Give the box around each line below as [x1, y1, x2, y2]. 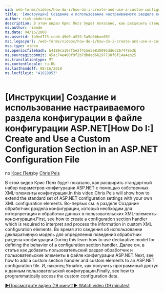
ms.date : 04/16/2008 [5, 30, 47, 35]
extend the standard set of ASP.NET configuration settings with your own [5, 195, 153, 201]
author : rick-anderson [5, 16, 51, 21]
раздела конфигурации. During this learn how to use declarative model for [5, 236, 155, 242]
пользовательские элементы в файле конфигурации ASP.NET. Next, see [5, 252, 154, 258]
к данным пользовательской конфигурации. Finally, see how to [5, 268, 134, 273]
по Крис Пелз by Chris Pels [5, 170, 60, 176]
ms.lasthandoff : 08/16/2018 [5, 66, 62, 71]
